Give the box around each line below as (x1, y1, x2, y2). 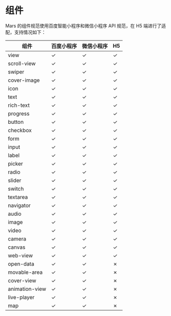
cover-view (8, 277, 36, 284)
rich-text (8, 101, 30, 108)
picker (8, 160, 23, 167)
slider (8, 177, 22, 184)
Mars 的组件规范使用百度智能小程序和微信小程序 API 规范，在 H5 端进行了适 (5, 23, 166, 29)
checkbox (8, 126, 32, 134)
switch (8, 185, 24, 192)
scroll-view (8, 60, 36, 67)
